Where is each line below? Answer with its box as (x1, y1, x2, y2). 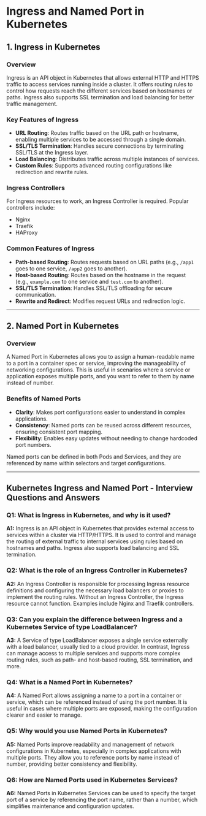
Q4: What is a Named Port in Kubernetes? (6, 677, 133, 686)
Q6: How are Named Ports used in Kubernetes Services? (6, 776, 178, 784)
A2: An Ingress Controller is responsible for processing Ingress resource (6, 580, 190, 587)
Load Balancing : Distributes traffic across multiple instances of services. (15, 155, 200, 163)
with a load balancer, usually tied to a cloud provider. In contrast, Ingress (6, 643, 190, 650)
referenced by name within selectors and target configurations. (6, 459, 166, 467)
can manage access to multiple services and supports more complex (6, 650, 181, 657)
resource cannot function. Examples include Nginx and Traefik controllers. (6, 600, 194, 607)
